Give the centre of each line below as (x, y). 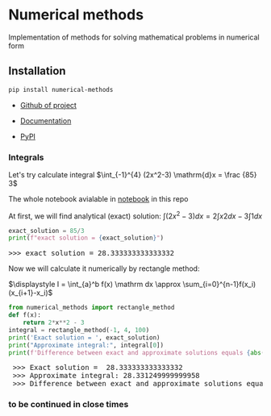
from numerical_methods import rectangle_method (92, 308)
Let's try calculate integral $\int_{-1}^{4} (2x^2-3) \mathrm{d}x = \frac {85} (133, 174)
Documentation (46, 121)
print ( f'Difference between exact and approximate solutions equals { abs (135, 352)
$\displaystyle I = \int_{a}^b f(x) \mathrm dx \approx (95, 285)
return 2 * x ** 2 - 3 (54, 323)
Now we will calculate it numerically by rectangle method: (104, 268)
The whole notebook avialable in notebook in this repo (98, 198)
